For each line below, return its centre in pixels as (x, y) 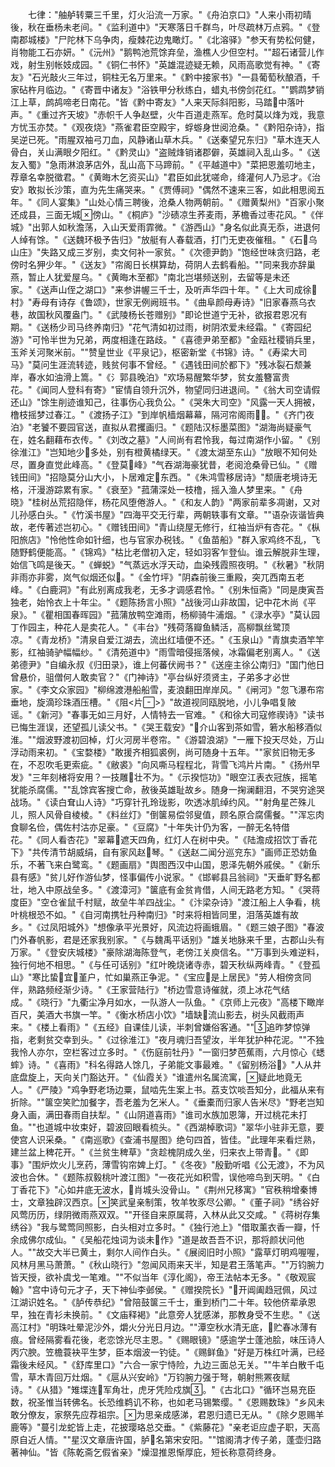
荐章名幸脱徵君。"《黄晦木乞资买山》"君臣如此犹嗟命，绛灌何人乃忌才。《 (161, 177)
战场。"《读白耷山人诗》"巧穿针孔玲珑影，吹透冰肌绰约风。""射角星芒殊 (159, 802)
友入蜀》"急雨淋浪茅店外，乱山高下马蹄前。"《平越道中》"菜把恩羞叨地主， (165, 164)
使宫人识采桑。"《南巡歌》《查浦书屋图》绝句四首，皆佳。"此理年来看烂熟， (166, 1139)
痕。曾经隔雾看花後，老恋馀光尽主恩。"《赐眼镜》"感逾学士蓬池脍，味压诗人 (168, 1339)
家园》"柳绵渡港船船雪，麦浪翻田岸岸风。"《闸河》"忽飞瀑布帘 (195, 689)
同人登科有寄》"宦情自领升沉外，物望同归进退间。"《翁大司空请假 (185, 389)
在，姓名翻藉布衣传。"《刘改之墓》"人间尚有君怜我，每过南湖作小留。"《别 (165, 439)
